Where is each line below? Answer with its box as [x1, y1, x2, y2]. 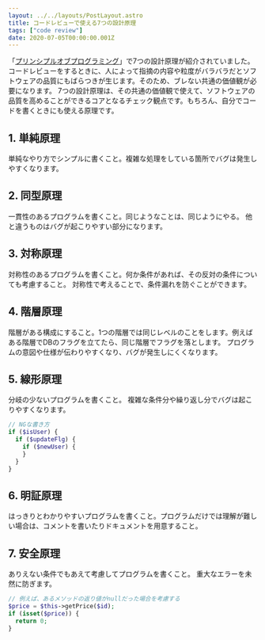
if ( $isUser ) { [8, 429, 59, 436]
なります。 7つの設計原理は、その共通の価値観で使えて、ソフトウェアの [21, 86, 256, 96]
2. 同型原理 [8, 189, 62, 203]
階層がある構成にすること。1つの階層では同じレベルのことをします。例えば [8, 327, 253, 337]
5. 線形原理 [8, 372, 62, 386]
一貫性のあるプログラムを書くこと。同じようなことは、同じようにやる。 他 [8, 211, 253, 221]
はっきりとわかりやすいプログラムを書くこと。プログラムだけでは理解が [8, 512, 244, 521]
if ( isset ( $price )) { [8, 609, 80, 618]
